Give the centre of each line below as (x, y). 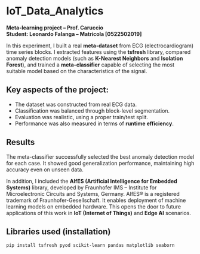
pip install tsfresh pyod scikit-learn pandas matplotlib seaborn (90, 246)
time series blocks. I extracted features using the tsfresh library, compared (99, 52)
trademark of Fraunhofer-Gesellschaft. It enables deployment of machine (96, 200)
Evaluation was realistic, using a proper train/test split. (81, 117)
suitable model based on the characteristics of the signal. (77, 71)
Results (21, 142)
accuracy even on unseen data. (45, 170)
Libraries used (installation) (59, 232)
